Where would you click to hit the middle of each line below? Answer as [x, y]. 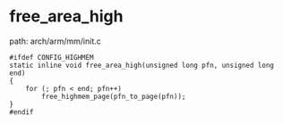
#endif [21, 112]
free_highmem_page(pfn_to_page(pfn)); [114, 96]
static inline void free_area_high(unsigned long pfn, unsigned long [142, 65]
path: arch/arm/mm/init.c [55, 41]
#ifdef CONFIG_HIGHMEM [51, 57]
